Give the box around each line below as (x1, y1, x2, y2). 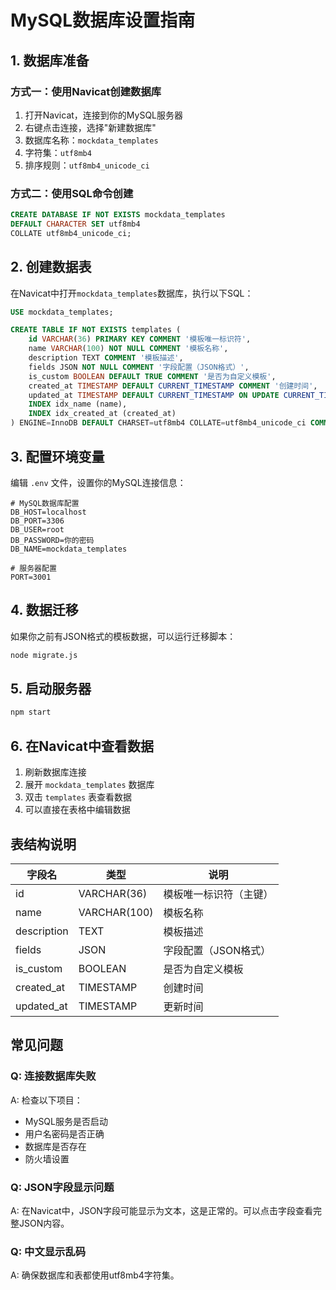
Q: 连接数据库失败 (10, 1069, 97, 1083)
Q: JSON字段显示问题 (10, 1180, 115, 1194)
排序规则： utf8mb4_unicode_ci (24, 159, 150, 171)
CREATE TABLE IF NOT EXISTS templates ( (10, 325, 182, 335)
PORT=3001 (10, 572, 52, 582)
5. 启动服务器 (10, 681, 92, 697)
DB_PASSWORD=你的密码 (10, 535, 95, 545)
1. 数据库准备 (10, 52, 90, 69)
